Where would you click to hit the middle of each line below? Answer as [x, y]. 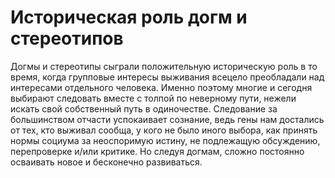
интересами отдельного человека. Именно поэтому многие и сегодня [161, 87]
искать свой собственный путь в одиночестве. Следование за [144, 108]
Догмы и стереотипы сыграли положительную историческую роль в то [164, 66]
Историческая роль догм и [129, 17]
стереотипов [67, 38]
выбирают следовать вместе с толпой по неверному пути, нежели [153, 98]
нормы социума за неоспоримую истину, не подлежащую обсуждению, [165, 140]
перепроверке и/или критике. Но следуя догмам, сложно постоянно [157, 151]
